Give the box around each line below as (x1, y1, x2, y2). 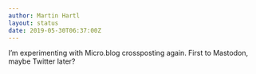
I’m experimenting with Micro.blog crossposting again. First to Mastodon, (8, 49, 249, 58)
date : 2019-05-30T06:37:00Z (8, 26, 102, 34)
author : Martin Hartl (8, 11, 81, 20)
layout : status (8, 19, 59, 27)
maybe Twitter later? (8, 56, 76, 66)
